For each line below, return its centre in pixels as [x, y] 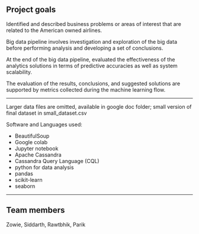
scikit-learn [28, 180]
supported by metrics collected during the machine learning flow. [86, 90]
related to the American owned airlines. [54, 30]
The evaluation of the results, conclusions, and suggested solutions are [93, 83]
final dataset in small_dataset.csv [46, 113]
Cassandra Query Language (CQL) [57, 161]
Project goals [31, 10]
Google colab [31, 142]
